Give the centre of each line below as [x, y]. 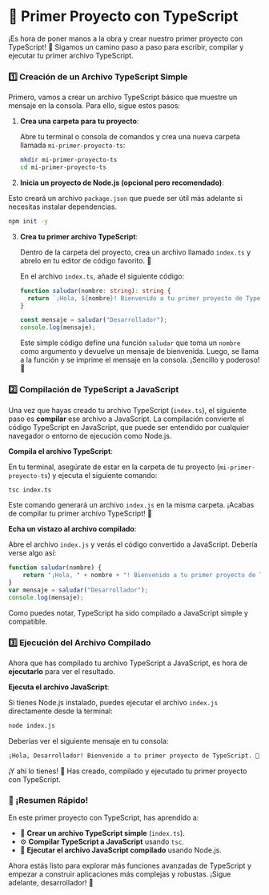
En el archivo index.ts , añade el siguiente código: [102, 276]
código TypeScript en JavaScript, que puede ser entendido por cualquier [129, 427]
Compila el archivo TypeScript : [61, 451]
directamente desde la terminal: [61, 711]
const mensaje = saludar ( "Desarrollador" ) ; [94, 320]
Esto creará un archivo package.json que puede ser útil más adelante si [125, 198]
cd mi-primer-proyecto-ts [63, 167]
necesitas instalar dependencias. [63, 207]
